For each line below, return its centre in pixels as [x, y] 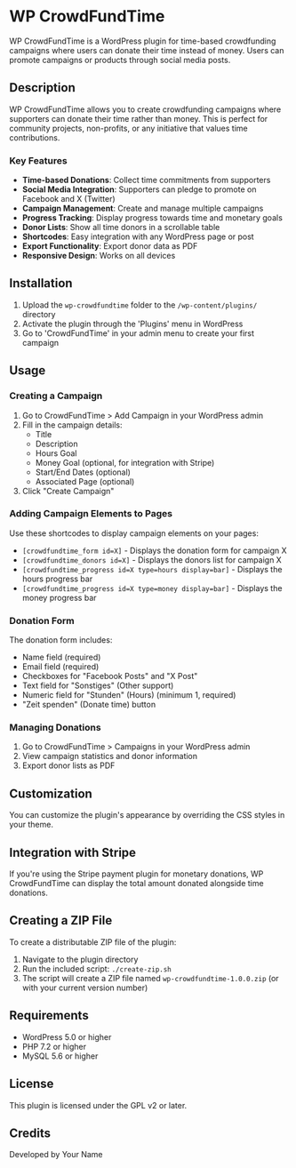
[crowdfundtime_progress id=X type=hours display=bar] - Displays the [152, 569]
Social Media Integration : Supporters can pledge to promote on [139, 189]
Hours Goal [56, 453]
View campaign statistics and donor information [110, 756]
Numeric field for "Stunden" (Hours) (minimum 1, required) [129, 695]
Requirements [49, 1016]
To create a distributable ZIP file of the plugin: [93, 942]
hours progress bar [57, 579]
